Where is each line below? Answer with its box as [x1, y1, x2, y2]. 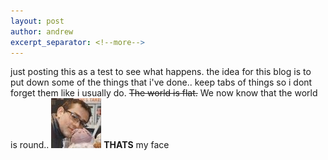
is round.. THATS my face [10, 139, 170, 151]
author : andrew [10, 26, 74, 37]
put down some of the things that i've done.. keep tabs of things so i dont [10, 76, 313, 89]
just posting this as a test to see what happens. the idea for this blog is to [10, 66, 312, 78]
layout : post [10, 16, 65, 26]
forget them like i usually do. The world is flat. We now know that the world [10, 87, 318, 99]
